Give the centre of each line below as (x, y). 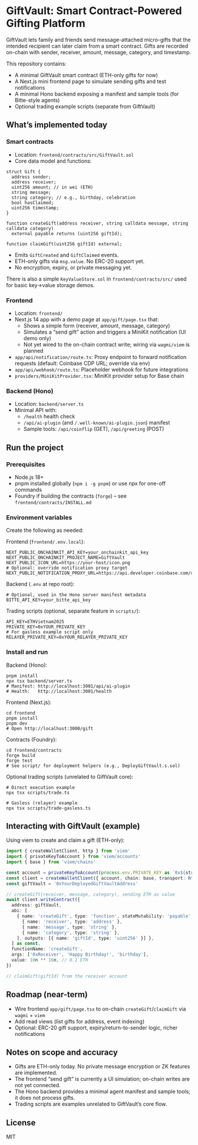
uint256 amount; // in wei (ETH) (52, 187)
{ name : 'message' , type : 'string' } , (69, 927)
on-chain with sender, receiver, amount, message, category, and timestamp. (99, 52)
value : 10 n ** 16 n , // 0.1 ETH (50, 960)
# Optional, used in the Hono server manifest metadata (76, 595)
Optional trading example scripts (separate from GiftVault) (85, 106)
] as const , (26, 944)
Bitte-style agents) (37, 100)
